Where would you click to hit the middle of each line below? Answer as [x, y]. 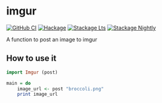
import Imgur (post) [32, 72]
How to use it [31, 58]
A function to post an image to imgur [52, 39]
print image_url [38, 95]
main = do [19, 83]
